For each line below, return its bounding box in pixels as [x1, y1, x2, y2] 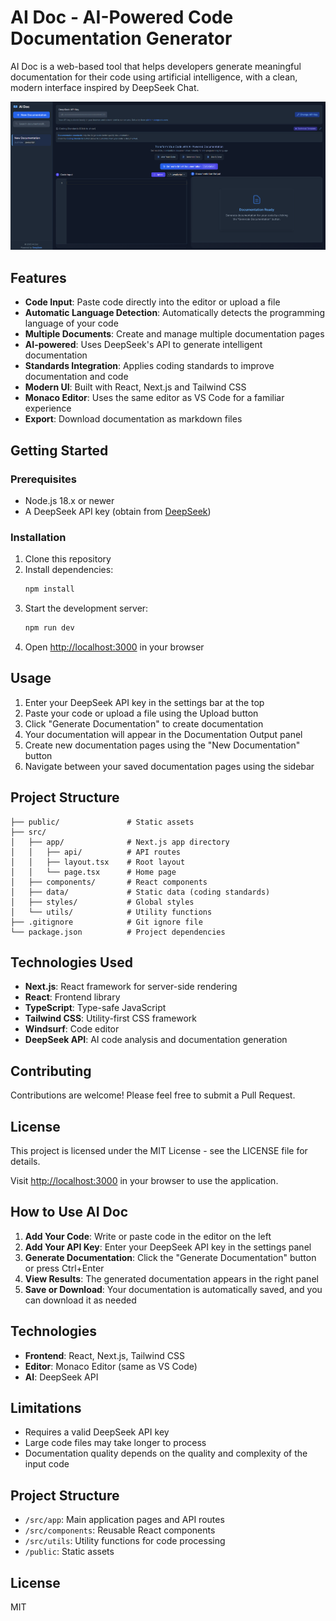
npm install [24, 584, 75, 595]
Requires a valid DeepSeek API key [24, 1426, 170, 1438]
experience [24, 402, 72, 415]
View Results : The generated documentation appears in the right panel [24, 1272, 319, 1285]
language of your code [24, 317, 119, 330]
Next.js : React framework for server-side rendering [24, 981, 238, 993]
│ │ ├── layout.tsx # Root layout [10, 857, 186, 867]
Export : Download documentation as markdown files [24, 413, 243, 425]
